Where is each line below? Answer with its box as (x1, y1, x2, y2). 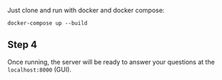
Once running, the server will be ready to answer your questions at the (7, 57, 216, 66)
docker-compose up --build (7, 20, 88, 27)
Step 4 (7, 39, 38, 51)
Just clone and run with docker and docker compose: (7, 6, 165, 14)
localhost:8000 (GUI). (7, 65, 72, 74)
